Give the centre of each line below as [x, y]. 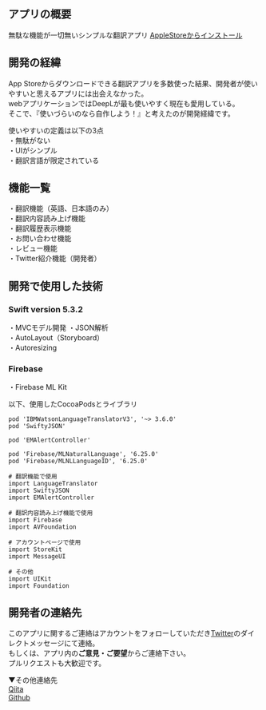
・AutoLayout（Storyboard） [56, 338]
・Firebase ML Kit [38, 387]
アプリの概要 [40, 14]
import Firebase [35, 520]
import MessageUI [37, 557]
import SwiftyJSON [39, 491]
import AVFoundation [43, 527]
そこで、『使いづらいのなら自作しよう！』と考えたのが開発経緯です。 [122, 113]
